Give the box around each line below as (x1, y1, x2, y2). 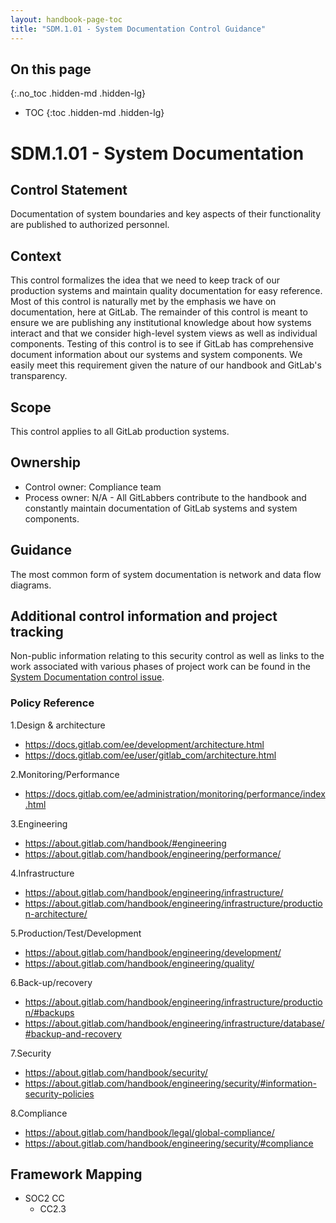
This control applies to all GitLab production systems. (10, 425, 230, 437)
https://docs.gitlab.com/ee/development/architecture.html (24, 738, 265, 750)
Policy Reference (10, 696, 95, 710)
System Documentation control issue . (10, 671, 165, 683)
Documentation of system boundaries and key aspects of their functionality (10, 208, 322, 220)
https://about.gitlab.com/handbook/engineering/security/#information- (24, 1077, 317, 1089)
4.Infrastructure (10, 867, 75, 879)
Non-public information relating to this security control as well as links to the (10, 650, 325, 662)
